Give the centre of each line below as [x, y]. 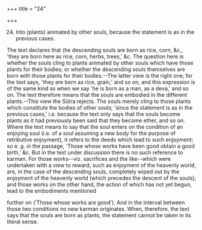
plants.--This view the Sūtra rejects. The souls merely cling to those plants [99, 101]
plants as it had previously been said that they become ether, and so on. [96, 120]
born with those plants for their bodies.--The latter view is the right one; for [100, 76]
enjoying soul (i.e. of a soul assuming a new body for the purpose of [91, 133]
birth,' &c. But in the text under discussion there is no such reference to [95, 152]
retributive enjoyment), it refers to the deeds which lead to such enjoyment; [100, 140]
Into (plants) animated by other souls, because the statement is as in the [105, 32]
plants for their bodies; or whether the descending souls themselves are [96, 69]
